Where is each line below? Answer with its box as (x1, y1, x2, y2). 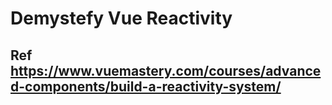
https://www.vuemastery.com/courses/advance (10, 62, 322, 79)
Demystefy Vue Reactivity (10, 7, 233, 30)
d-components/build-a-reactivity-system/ (10, 78, 282, 95)
